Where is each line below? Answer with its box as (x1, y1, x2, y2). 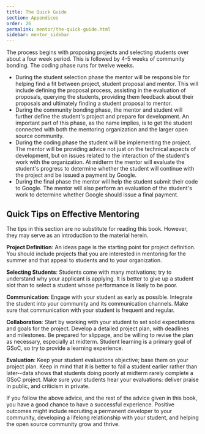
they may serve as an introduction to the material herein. (6, 231, 149, 239)
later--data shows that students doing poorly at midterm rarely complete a (6, 369, 194, 376)
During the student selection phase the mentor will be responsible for (15, 74, 190, 81)
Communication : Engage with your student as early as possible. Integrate (6, 293, 193, 301)
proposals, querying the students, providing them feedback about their (15, 93, 194, 101)
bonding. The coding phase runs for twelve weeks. (6, 62, 135, 69)
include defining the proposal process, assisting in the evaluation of (15, 87, 186, 94)
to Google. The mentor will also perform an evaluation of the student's (15, 185, 193, 192)
